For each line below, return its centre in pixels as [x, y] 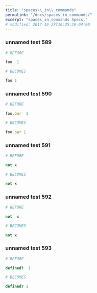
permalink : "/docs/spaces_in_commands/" [49, 15]
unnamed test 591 [28, 145]
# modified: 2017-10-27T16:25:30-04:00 [48, 24]
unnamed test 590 [29, 94]
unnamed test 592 [29, 197]
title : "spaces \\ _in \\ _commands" [41, 10]
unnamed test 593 [29, 248]
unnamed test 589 [29, 43]
